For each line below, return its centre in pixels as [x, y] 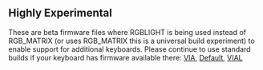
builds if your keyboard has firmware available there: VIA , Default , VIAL [125, 57]
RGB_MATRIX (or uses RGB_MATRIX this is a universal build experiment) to [131, 41]
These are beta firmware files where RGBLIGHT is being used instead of [127, 32]
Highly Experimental [60, 13]
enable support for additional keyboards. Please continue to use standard [129, 49]
